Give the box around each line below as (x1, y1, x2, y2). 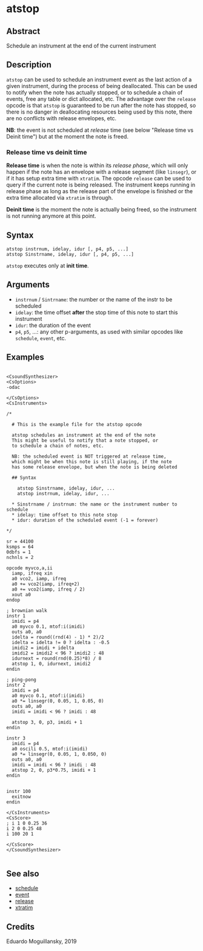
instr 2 (6, 682, 26, 688)
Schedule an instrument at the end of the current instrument (6, 42, 156, 49)
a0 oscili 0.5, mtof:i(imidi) (12, 746, 88, 752)
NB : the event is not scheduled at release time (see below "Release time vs (6, 126, 194, 134)
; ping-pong (6, 676, 36, 682)
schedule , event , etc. (15, 334, 67, 342)
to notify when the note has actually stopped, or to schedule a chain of (6, 89, 183, 96)
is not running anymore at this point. (6, 212, 96, 220)
